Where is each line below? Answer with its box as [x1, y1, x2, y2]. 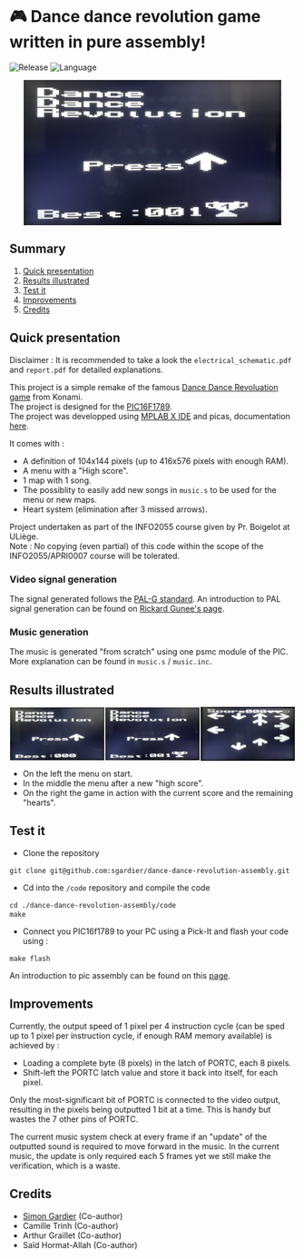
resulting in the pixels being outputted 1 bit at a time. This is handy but [9, 1104, 271, 1115]
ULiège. [9, 531, 39, 542]
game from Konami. [9, 391, 83, 402]
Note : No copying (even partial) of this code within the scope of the [9, 540, 264, 551]
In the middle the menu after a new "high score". [22, 778, 204, 789]
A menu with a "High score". [22, 465, 129, 476]
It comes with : [9, 438, 65, 448]
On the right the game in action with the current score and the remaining [22, 788, 293, 799]
